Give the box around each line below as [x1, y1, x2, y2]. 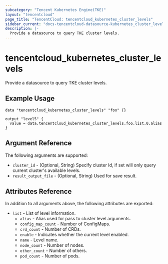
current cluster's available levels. [12, 167, 80, 173]
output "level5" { [5, 116, 43, 121]
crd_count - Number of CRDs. [19, 226, 81, 232]
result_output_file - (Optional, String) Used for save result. [12, 172, 137, 179]
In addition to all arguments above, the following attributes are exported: [5, 201, 154, 207]
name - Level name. [19, 237, 59, 243]
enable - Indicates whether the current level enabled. [19, 232, 129, 238]
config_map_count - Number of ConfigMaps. [19, 221, 110, 227]
